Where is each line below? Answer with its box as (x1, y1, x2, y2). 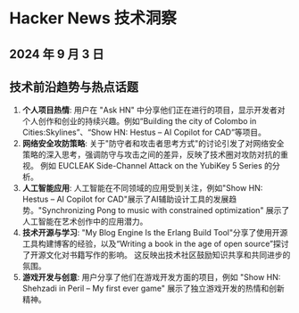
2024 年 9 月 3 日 (9, 46, 104, 62)
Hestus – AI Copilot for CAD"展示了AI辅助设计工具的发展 (21, 194, 229, 205)
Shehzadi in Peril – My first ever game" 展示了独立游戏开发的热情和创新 (21, 283, 285, 294)
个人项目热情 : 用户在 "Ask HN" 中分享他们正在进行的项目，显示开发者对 (21, 104, 286, 116)
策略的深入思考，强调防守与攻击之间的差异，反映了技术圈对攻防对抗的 (21, 149, 281, 161)
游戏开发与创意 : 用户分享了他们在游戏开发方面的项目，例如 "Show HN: (21, 272, 281, 283)
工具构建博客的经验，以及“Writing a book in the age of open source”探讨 (21, 238, 289, 250)
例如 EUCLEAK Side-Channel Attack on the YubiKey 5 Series (39, 161, 263, 171)
